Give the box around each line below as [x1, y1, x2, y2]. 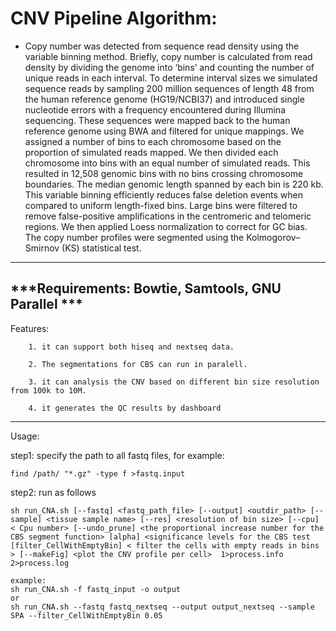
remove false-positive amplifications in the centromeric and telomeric [24, 210, 312, 222]
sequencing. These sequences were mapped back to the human [24, 114, 291, 126]
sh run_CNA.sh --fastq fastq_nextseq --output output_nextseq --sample [10, 602, 315, 612]
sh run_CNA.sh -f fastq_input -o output [10, 584, 182, 594]
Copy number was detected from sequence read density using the [24, 40, 300, 52]
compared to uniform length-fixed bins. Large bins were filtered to [24, 199, 298, 211]
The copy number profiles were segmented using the [24, 231, 245, 243]
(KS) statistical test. [61, 242, 142, 254]
